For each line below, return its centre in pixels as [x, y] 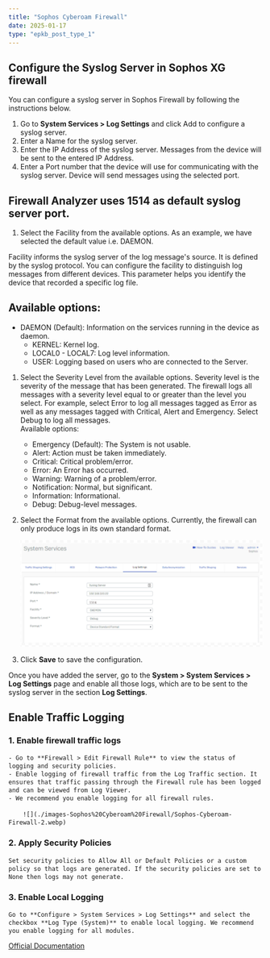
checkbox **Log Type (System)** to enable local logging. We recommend [131, 923]
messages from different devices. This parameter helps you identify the [127, 274]
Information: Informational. [76, 495]
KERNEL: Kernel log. [65, 344]
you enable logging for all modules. [72, 931]
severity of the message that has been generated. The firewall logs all [136, 385]
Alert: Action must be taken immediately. [99, 452]
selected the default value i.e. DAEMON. [87, 241]
